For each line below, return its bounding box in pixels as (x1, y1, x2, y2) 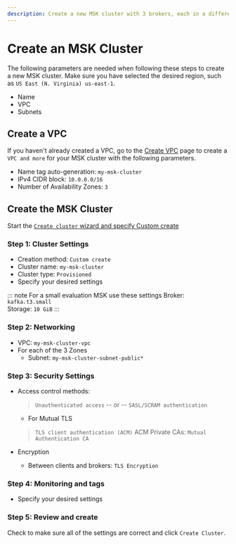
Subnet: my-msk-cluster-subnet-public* (27, 353, 144, 362)
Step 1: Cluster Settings (7, 239, 89, 249)
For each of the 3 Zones (17, 346, 88, 354)
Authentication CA (34, 436, 89, 443)
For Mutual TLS (27, 415, 72, 423)
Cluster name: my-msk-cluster (17, 262, 104, 271)
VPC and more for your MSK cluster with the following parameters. (7, 154, 197, 163)
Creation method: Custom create (17, 255, 111, 264)
